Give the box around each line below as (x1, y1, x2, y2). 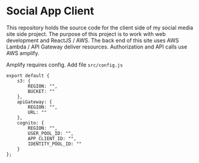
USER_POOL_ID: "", (28, 130, 74, 136)
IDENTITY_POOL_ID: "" (28, 141, 82, 147)
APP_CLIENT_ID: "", (28, 135, 77, 141)
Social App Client (6, 4, 94, 18)
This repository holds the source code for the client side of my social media (6, 24, 194, 31)
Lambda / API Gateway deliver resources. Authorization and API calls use (6, 43, 188, 50)
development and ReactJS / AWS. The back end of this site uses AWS (6, 37, 179, 44)
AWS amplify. (6, 49, 40, 56)
